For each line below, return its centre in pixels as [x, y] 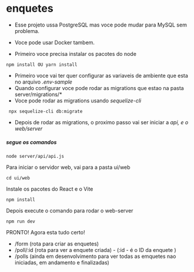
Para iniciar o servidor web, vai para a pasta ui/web [68, 167]
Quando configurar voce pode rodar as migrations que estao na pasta [99, 88]
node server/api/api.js [35, 156]
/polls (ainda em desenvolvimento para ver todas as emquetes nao [95, 256]
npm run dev [21, 221]
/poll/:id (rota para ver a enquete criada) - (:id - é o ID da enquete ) [95, 250]
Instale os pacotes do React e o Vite [50, 189]
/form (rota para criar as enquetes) [56, 244]
